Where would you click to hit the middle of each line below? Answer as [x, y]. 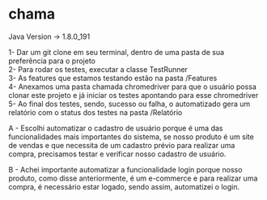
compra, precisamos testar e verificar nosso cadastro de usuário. [117, 154]
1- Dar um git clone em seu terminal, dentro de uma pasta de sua [117, 52]
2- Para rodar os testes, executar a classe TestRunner [98, 69]
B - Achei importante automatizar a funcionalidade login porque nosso [125, 169]
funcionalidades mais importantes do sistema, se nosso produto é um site [131, 136]
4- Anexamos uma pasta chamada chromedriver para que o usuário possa [133, 87]
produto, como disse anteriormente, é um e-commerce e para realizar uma [133, 178]
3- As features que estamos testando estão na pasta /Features [113, 78]
